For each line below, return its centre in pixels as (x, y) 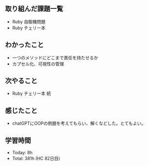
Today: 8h (22, 153)
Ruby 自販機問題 (29, 22)
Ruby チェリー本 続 (32, 94)
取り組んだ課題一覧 (34, 9)
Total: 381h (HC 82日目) (36, 159)
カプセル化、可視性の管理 (38, 64)
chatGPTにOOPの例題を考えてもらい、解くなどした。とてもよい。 (79, 123)
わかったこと (25, 45)
